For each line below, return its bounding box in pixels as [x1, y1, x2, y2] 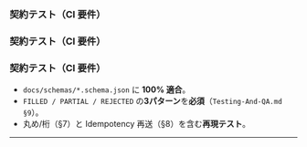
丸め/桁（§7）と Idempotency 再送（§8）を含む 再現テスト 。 [22, 119, 251, 130]
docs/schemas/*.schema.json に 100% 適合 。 [22, 84, 191, 95]
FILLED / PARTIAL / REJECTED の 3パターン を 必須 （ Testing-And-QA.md [22, 96, 283, 107]
